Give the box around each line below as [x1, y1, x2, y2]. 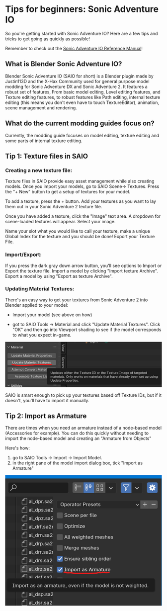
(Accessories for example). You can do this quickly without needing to [5, 430, 149, 436]
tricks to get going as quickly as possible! [5, 36, 90, 42]
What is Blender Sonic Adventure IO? [5, 60, 122, 68]
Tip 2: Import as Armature [5, 412, 87, 420]
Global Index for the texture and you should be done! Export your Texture [5, 234, 155, 240]
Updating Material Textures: [5, 285, 75, 292]
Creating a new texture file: [5, 167, 73, 174]
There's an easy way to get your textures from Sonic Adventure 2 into [5, 297, 148, 303]
